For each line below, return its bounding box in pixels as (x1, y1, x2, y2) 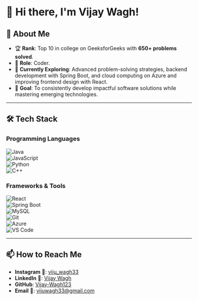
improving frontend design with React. (14, 78, 108, 85)
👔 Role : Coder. (14, 60, 50, 67)
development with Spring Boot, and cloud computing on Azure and (14, 72, 177, 79)
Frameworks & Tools (6, 182, 66, 190)
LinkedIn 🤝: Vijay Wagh (14, 274, 72, 282)
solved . (14, 53, 34, 60)
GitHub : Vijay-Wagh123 (14, 281, 72, 288)
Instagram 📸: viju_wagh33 (14, 268, 79, 275)
